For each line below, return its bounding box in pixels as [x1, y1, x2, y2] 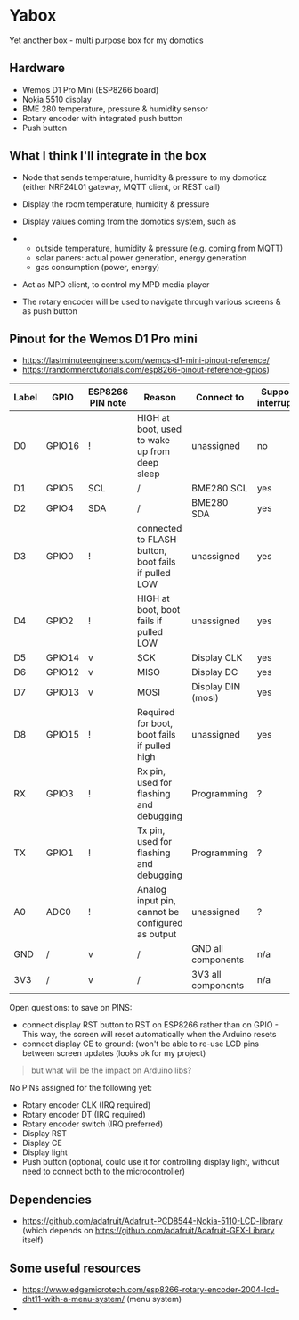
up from [136, 445, 171, 458]
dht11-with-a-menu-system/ [21, 1294, 125, 1304]
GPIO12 [45, 666, 80, 679]
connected [136, 523, 182, 535]
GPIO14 [45, 652, 80, 664]
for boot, [136, 717, 174, 730]
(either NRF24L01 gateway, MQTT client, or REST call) [21, 181, 221, 192]
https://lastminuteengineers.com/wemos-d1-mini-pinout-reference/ [21, 355, 270, 366]
